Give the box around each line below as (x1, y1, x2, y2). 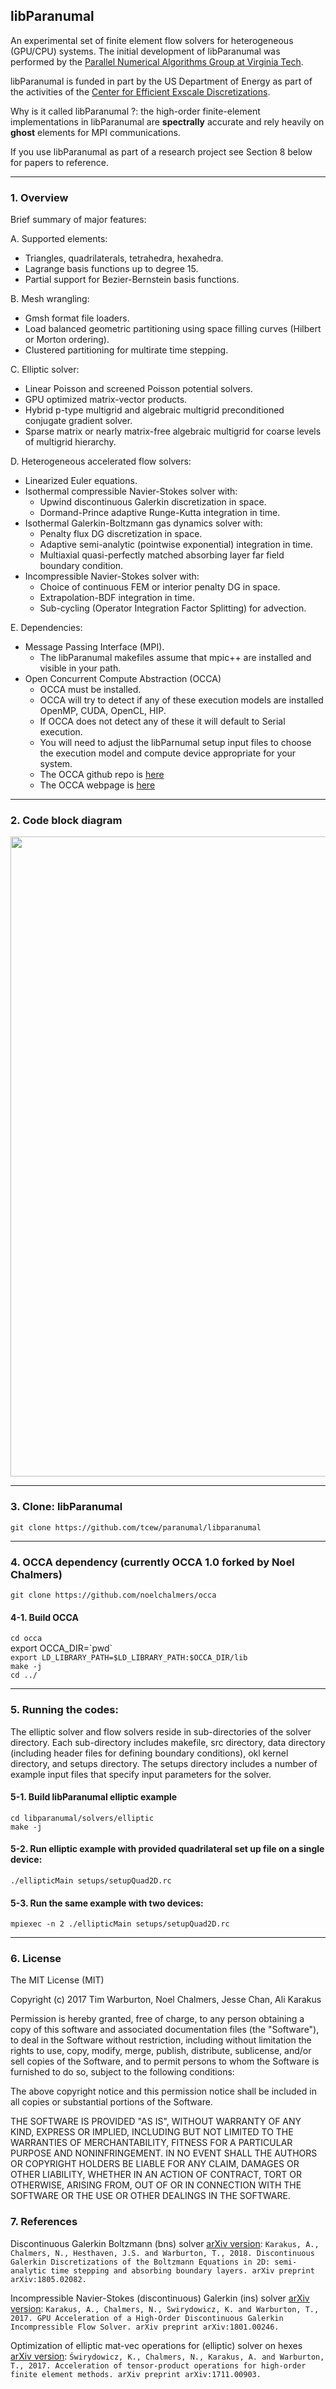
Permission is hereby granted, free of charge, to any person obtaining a (10, 2013, 305, 2025)
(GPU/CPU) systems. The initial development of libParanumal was (10, 45, 281, 57)
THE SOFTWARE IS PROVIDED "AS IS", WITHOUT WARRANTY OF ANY (10, 2115, 302, 2128)
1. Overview (10, 190, 69, 204)
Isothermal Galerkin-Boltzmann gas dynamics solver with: (24, 517, 263, 529)
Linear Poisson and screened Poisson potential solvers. (24, 383, 253, 395)
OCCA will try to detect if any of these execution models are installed (39, 694, 324, 706)
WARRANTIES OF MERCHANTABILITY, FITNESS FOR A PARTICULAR (10, 2137, 293, 2149)
